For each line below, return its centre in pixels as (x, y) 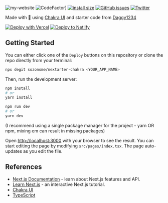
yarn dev (14, 116)
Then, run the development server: (41, 79)
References (24, 167)
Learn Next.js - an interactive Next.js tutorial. (59, 184)
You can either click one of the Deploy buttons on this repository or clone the (84, 55)
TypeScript (24, 195)
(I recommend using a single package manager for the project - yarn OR (80, 125)
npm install (18, 88)
